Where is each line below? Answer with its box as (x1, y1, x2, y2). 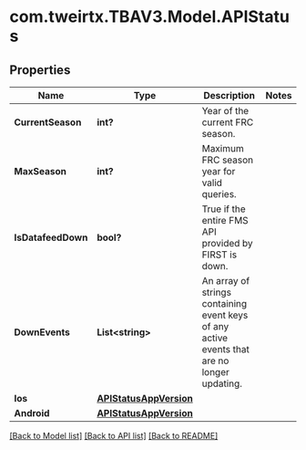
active (201, 331, 229, 344)
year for (201, 165, 236, 177)
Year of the (201, 105, 250, 117)
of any (201, 320, 229, 332)
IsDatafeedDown (14, 231, 88, 244)
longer (201, 366, 230, 378)
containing (201, 298, 248, 309)
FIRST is (201, 248, 238, 261)
